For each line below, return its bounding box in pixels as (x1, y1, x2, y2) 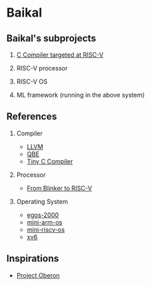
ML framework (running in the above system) (16, 91, 145, 99)
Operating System (16, 197, 68, 205)
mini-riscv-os (26, 225, 65, 233)
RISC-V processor (16, 64, 68, 72)
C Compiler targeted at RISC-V (16, 50, 104, 59)
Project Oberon (16, 271, 60, 279)
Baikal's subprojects (6, 32, 97, 44)
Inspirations (6, 253, 59, 265)
